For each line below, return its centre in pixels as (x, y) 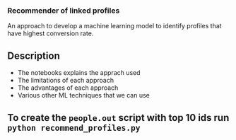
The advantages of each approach (68, 88)
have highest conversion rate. (51, 33)
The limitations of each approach (66, 81)
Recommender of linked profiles (64, 11)
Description (34, 56)
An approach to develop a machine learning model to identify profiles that (114, 26)
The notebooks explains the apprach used (79, 73)
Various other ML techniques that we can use (83, 95)
